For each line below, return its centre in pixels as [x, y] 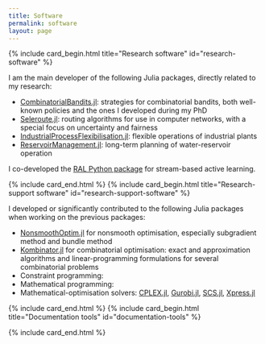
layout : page [30, 31]
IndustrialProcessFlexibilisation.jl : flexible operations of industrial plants [139, 136]
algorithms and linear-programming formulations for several [119, 259]
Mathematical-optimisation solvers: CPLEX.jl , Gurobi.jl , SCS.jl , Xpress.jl [137, 293]
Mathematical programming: [67, 284]
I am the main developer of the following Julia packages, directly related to [132, 78]
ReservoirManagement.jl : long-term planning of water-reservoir [125, 145]
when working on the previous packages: [77, 218]
